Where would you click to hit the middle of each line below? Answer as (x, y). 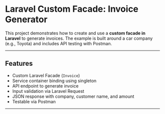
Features (19, 64)
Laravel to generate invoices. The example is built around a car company (79, 38)
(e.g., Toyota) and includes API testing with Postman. (58, 43)
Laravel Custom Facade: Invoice (72, 9)
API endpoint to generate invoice (45, 86)
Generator (26, 19)
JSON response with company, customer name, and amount (73, 96)
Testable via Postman (34, 101)
